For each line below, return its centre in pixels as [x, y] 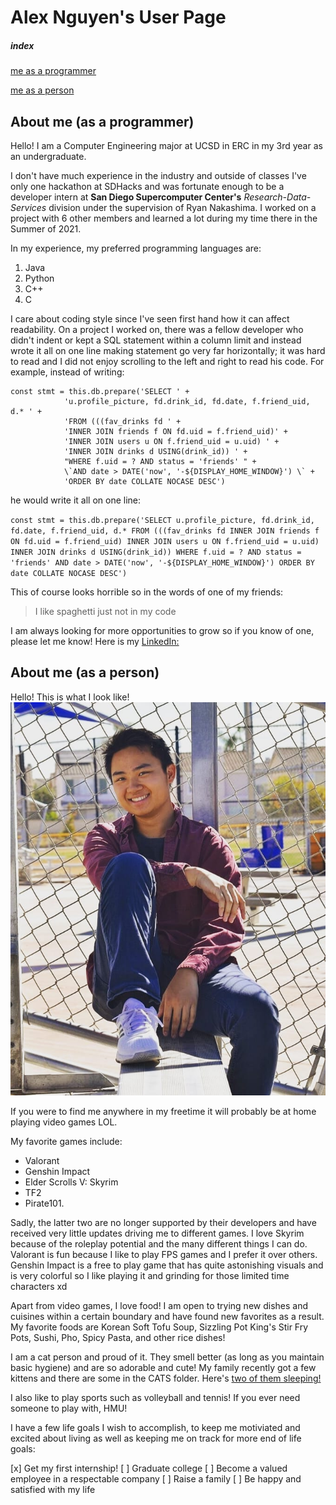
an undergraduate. [48, 156]
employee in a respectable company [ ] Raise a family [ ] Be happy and [156, 1479]
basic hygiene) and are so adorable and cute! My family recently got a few [163, 1368]
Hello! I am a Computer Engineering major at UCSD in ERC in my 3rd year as [166, 145]
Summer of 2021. [46, 228]
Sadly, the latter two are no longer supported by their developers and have [163, 1223]
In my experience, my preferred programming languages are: [136, 248]
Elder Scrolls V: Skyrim [71, 1182]
